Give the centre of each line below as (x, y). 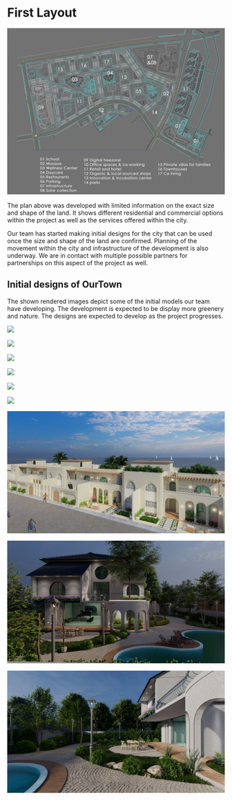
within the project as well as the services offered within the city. (98, 220)
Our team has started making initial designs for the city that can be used (110, 234)
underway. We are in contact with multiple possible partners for (97, 255)
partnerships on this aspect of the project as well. (78, 263)
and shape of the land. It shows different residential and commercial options (115, 213)
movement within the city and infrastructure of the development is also (108, 248)
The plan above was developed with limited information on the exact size (111, 205)
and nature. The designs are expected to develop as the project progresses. (115, 316)
